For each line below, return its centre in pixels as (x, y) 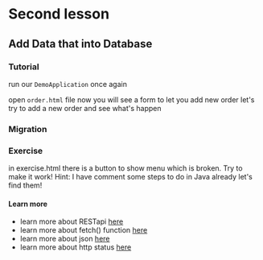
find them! (25, 185)
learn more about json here (65, 239)
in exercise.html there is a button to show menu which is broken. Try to (125, 168)
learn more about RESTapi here (72, 221)
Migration (28, 129)
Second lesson (59, 14)
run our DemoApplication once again (68, 84)
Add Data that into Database (80, 44)
